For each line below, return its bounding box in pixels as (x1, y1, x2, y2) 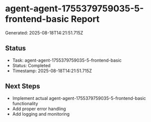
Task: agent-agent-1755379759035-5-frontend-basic (12, 57, 122, 63)
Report (71, 13, 100, 25)
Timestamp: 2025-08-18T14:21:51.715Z (12, 68, 92, 74)
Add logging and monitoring (12, 111, 70, 117)
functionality (12, 100, 38, 106)
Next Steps (5, 82, 40, 90)
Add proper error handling (12, 106, 66, 112)
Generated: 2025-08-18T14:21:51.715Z (5, 30, 83, 36)
